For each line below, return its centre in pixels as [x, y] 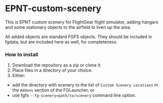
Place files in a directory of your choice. [52, 70]
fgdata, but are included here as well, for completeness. [61, 41]
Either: [19, 76]
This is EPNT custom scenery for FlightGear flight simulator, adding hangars [82, 22]
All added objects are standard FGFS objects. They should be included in [79, 37]
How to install [22, 54]
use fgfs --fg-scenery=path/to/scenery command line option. [74, 95]
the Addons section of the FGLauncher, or [53, 90]
